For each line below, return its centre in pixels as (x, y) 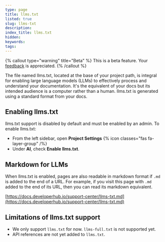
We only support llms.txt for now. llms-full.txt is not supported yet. (84, 229)
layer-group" (25, 144)
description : (19, 28)
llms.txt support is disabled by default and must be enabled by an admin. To (82, 123)
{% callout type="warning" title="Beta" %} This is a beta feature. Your (77, 60)
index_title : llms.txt (28, 33)
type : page (16, 10)
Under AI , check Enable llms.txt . (46, 149)
